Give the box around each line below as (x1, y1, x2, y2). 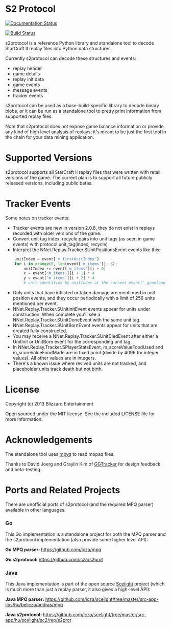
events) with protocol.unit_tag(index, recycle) (12, 241, 108, 247)
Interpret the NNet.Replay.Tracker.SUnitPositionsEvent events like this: (12, 247, 161, 253)
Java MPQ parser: (5, 596, 44, 602)
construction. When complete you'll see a (12, 311, 101, 318)
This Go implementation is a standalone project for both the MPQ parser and (5, 531, 166, 537)
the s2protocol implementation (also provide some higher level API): (5, 537, 148, 543)
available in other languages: (5, 507, 66, 513)
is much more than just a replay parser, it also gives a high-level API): (5, 586, 151, 593)
